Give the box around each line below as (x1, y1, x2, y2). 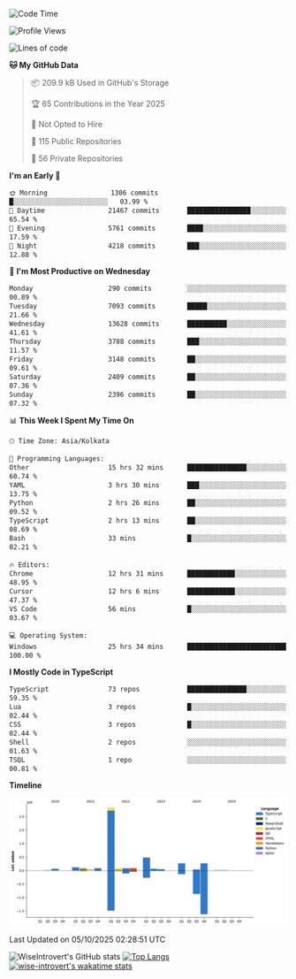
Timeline (9, 780, 42, 791)
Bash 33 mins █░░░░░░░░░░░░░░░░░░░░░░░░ (9, 534, 287, 543)
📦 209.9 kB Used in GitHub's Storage (30, 78, 170, 88)
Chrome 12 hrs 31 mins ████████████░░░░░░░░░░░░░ (9, 570, 287, 578)
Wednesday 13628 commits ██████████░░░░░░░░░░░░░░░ (9, 319, 287, 328)
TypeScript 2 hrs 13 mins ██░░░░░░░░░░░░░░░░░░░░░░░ (9, 516, 287, 525)
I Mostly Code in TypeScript (9, 667, 113, 677)
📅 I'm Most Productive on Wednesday (9, 266, 150, 276)
